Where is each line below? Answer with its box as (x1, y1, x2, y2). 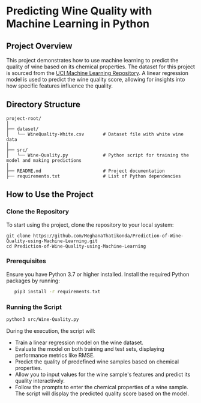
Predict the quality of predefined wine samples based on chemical (14, 358, 179, 365)
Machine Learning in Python (6, 17, 150, 31)
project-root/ (6, 115, 42, 121)
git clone (6, 233, 31, 239)
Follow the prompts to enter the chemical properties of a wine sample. (14, 383, 189, 390)
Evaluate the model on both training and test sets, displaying (14, 345, 165, 352)
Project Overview (6, 41, 73, 51)
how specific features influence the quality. (6, 82, 113, 89)
